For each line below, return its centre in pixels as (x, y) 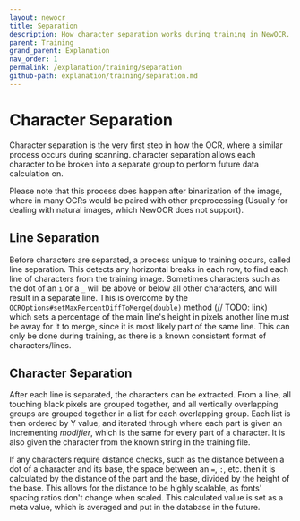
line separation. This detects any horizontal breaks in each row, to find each (149, 269)
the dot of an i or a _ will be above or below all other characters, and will (143, 288)
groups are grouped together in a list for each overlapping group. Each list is (150, 414)
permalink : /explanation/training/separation (95, 68)
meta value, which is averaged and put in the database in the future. (135, 508)
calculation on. (37, 173)
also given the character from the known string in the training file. (130, 442)
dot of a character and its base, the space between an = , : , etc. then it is (142, 469)
